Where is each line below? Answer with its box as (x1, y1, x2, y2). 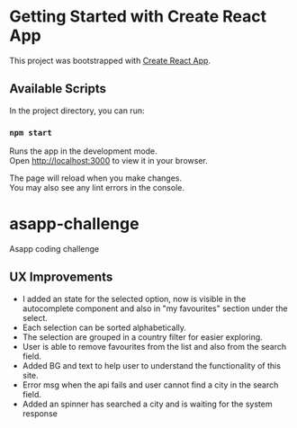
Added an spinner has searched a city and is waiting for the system (22, 398, 273, 409)
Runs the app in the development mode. (9, 146, 157, 156)
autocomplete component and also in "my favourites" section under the (22, 303, 288, 314)
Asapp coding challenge (9, 243, 100, 254)
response (22, 407, 58, 419)
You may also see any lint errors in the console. (9, 183, 184, 193)
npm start (9, 128, 52, 138)
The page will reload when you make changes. (9, 173, 183, 183)
